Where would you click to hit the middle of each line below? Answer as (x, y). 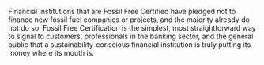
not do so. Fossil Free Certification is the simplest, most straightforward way (132, 28)
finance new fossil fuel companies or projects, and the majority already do (129, 20)
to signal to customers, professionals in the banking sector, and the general (131, 36)
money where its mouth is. (51, 53)
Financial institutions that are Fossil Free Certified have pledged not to (122, 11)
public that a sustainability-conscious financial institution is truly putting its (130, 45)
